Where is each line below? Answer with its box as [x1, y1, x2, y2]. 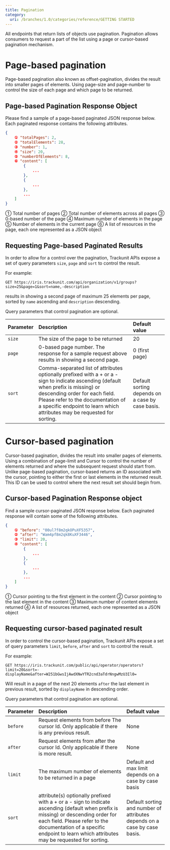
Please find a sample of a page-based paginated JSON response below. [5, 115, 156, 121]
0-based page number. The [38, 343, 105, 350]
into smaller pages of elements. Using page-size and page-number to [5, 82, 151, 88]
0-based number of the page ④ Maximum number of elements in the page [5, 216, 163, 222]
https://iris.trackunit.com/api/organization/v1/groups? [14, 280, 137, 285]
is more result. [38, 750, 72, 757]
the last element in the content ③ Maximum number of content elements [5, 599, 158, 605]
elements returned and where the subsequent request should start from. [5, 463, 156, 469]
